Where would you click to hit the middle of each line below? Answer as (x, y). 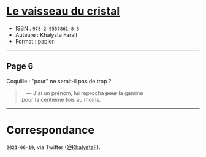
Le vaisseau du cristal (63, 11)
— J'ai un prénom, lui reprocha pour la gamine (85, 93)
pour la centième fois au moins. (61, 99)
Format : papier (34, 41)
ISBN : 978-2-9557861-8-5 (47, 28)
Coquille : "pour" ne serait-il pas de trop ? (59, 81)
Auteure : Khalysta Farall (46, 34)
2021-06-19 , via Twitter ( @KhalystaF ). (53, 147)
